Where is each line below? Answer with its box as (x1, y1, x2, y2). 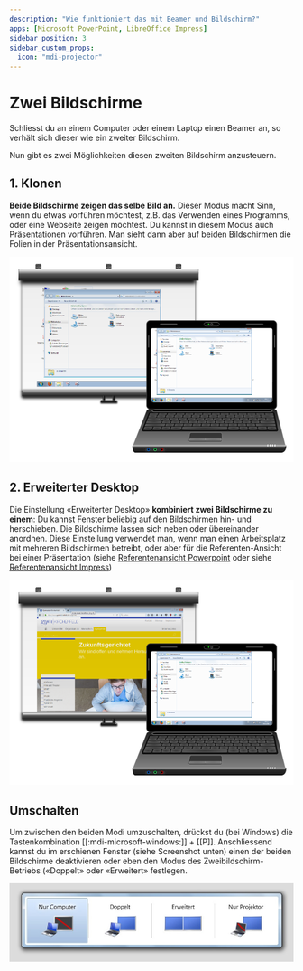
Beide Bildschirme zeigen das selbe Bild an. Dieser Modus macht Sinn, (9, 200, 276, 211)
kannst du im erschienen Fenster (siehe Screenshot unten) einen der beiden (9, 846, 292, 857)
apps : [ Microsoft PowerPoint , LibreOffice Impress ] (9, 24, 207, 33)
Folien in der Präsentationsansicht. (9, 238, 138, 249)
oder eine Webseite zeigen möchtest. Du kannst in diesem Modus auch (9, 219, 274, 230)
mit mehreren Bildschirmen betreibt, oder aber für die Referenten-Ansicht (9, 542, 282, 553)
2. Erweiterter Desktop (9, 480, 140, 495)
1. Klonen (9, 176, 62, 192)
